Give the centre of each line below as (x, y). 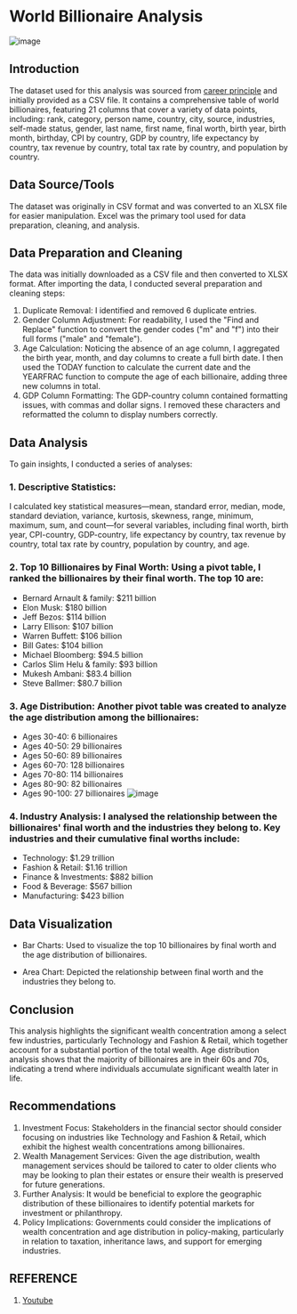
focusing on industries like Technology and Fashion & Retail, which (144, 1137)
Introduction (44, 69)
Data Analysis (49, 442)
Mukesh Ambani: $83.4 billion (76, 673)
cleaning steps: (37, 293)
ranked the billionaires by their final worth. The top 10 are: (136, 579)
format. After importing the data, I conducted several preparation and (136, 284)
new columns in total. (61, 386)
